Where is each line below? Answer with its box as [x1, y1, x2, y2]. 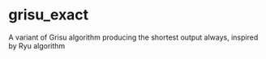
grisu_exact [8, 6, 89, 24]
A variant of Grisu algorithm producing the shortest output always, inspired [8, 32, 259, 42]
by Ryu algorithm [8, 40, 66, 50]
